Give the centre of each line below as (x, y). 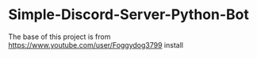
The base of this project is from (59, 37)
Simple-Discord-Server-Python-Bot (129, 15)
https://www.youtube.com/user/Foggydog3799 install (96, 44)
